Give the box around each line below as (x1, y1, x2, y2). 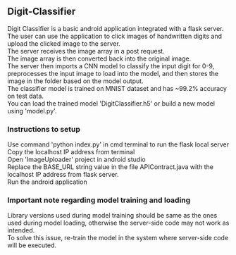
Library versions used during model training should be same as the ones (7, 211, 218, 220)
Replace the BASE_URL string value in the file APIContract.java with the (7, 163, 213, 171)
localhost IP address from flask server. (7, 170, 119, 179)
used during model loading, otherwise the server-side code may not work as (7, 218, 230, 228)
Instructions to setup (7, 124, 81, 134)
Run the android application (7, 178, 87, 186)
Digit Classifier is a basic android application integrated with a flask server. (7, 24, 224, 32)
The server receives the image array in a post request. (7, 46, 165, 55)
